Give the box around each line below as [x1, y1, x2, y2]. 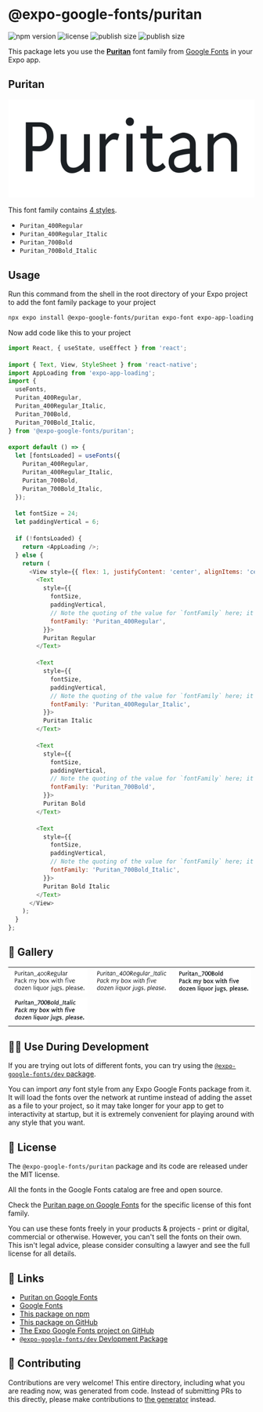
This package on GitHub [19, 1317, 98, 1326]
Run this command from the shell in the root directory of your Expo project [8, 289, 248, 299]
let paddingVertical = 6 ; [15, 518, 100, 526]
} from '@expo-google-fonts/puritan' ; [8, 426, 135, 435]
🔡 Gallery [8, 946, 54, 959]
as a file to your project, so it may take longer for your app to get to [8, 1101, 225, 1110]
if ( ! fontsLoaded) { [15, 535, 82, 543]
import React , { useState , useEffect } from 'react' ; [8, 344, 188, 352]
